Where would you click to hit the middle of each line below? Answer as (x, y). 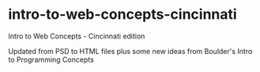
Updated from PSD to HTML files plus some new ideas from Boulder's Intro (130, 51)
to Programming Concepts (51, 59)
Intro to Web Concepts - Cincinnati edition (77, 36)
